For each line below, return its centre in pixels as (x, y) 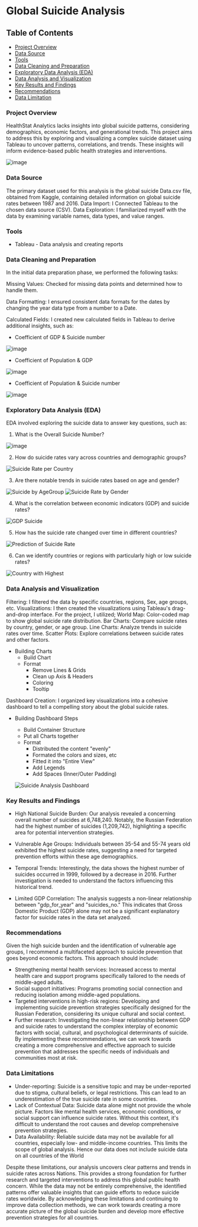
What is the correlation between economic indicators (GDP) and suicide (102, 503)
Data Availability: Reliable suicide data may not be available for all (94, 1136)
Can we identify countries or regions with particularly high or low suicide (103, 556)
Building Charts (33, 651)
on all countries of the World (49, 1155)
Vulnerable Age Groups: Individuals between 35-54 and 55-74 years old (102, 844)
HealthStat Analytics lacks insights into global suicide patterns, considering (98, 126)
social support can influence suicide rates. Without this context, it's (97, 1118)
